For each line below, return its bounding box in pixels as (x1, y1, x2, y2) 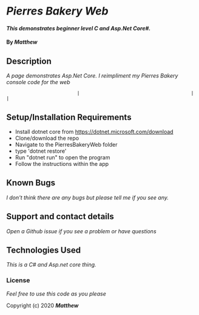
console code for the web (6, 79, 70, 86)
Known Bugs (6, 177, 56, 188)
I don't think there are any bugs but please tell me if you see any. (6, 194, 169, 201)
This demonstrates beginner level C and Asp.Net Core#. (6, 24, 151, 31)
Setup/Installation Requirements (6, 112, 132, 122)
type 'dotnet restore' (15, 147, 67, 154)
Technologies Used (6, 245, 81, 256)
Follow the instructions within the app (15, 161, 109, 167)
